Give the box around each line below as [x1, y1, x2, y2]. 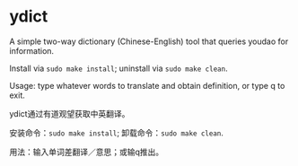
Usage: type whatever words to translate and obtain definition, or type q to [9, 80, 285, 91]
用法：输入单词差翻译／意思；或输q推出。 [9, 146, 164, 157]
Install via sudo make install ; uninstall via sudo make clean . [9, 63, 228, 74]
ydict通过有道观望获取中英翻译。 [9, 108, 130, 118]
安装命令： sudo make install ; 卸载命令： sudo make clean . [9, 127, 224, 138]
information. [9, 45, 55, 56]
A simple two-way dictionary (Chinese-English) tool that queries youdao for [9, 36, 289, 47]
